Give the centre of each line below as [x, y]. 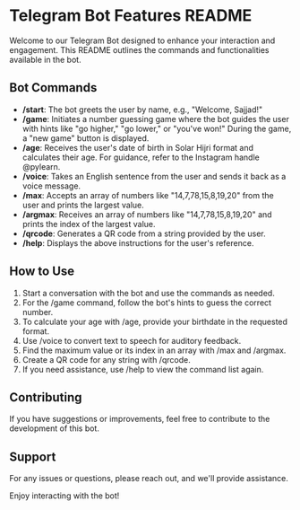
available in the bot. [46, 59]
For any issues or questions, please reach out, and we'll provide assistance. [149, 479]
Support [33, 457]
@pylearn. [41, 166]
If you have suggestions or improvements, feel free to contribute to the [140, 419]
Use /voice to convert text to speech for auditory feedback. [132, 340]
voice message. [51, 186]
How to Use [42, 272]
